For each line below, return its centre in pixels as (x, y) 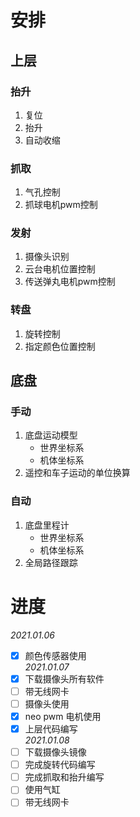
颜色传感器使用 (55, 655)
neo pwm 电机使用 (63, 716)
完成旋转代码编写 (60, 765)
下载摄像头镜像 (55, 752)
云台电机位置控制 (60, 269)
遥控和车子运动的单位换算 (77, 473)
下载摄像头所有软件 (64, 678)
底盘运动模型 (51, 435)
